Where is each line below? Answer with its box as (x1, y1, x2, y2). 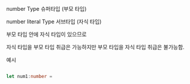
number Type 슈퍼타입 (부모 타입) (6, 5, 87, 12)
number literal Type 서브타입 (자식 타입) (6, 18, 102, 25)
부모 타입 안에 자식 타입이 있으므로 (6, 31, 87, 38)
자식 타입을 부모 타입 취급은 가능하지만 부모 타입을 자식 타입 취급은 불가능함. (6, 44, 185, 50)
